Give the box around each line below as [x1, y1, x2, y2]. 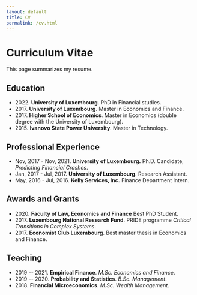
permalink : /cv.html [6, 20, 58, 26]
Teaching [6, 253, 42, 263]
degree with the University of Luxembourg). [14, 118, 124, 125]
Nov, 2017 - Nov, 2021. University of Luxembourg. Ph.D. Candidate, [14, 157, 184, 165]
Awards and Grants [6, 194, 80, 204]
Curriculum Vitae [6, 46, 94, 59]
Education [6, 83, 46, 93]
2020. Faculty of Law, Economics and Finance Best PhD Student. [14, 210, 178, 217]
